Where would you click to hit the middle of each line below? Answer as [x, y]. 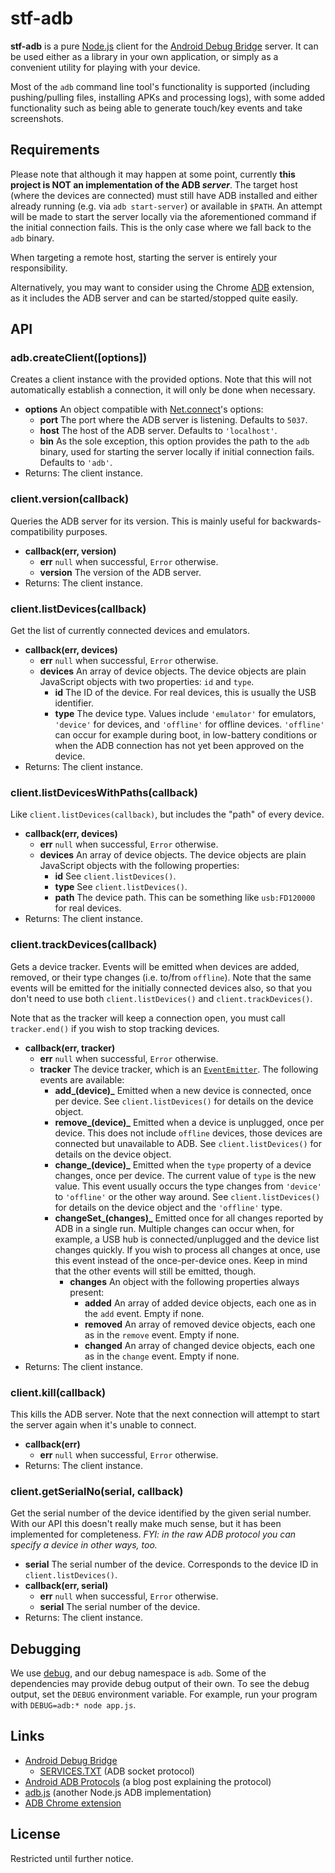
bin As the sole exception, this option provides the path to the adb [174, 441]
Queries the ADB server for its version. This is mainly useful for [140, 521]
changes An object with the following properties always [184, 1281]
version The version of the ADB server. [120, 572]
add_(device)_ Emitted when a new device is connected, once [183, 1090]
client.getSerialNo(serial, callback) [97, 1491]
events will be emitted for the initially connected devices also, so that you [161, 988]
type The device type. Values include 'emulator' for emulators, [185, 714]
